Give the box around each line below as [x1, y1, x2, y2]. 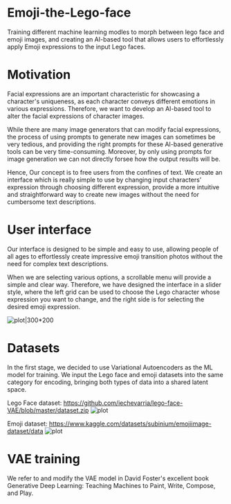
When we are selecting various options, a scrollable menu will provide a [7, 272, 212, 281]
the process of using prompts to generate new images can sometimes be [7, 132, 216, 141]
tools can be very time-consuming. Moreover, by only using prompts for [7, 147, 212, 155]
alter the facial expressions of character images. [7, 112, 145, 120]
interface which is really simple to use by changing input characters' [7, 175, 202, 184]
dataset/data [7, 426, 44, 435]
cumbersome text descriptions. [7, 198, 96, 206]
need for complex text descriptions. [7, 259, 109, 268]
